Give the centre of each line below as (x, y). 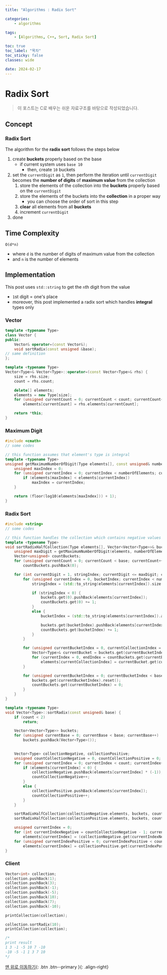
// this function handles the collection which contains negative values (83, 537)
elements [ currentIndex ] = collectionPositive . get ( (77, 846)
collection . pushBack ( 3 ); (31, 883)
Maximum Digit (24, 431)
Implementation (30, 275)
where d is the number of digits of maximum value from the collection (83, 254)
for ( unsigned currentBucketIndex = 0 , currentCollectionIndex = (92, 648)
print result (19, 943)
